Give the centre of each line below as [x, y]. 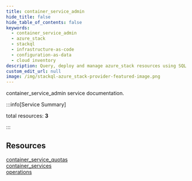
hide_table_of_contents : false [44, 22]
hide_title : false [28, 17]
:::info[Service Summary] [36, 105]
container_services [29, 166]
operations [19, 172]
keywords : [18, 28]
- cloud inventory [34, 60]
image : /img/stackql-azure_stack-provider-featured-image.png [83, 76]
